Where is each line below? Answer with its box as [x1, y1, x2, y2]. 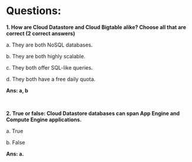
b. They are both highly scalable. [6, 52, 85, 59]
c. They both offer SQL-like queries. [6, 64, 93, 71]
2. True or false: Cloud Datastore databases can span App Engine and [6, 110, 180, 117]
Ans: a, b [6, 87, 28, 94]
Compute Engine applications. [6, 116, 82, 123]
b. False [6, 138, 25, 146]
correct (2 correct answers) [6, 29, 75, 37]
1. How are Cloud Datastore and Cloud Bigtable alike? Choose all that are [6, 24, 187, 31]
